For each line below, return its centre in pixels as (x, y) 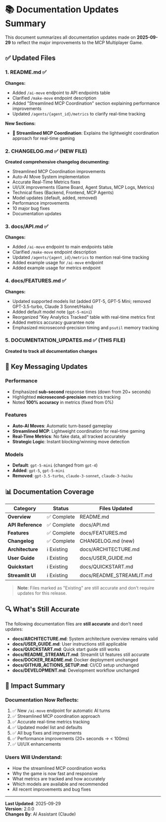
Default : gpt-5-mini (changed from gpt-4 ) (55, 465)
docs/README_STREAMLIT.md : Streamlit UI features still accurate (81, 654)
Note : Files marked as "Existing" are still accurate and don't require (86, 587)
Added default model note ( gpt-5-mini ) (52, 312)
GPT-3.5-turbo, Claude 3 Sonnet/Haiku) (53, 306)
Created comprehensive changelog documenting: (57, 162)
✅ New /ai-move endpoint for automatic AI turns (61, 711)
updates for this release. (42, 593)
